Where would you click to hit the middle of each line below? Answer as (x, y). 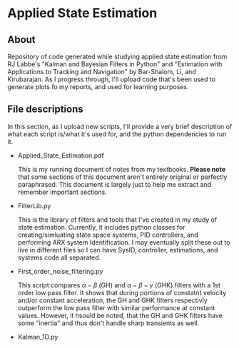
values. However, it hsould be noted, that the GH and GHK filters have (120, 315)
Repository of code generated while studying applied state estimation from (117, 56)
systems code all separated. (59, 257)
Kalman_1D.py (38, 337)
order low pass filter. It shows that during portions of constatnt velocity (122, 292)
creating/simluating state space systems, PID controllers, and (108, 235)
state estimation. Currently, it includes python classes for (101, 227)
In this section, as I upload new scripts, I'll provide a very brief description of (120, 126)
